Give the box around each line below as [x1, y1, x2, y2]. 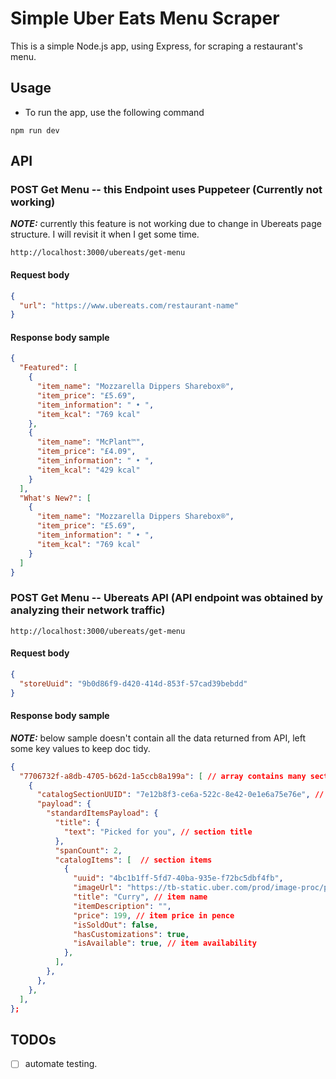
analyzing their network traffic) [10, 603, 166, 617]
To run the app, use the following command [24, 106, 205, 118]
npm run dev [10, 125, 60, 136]
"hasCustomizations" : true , [73, 929, 190, 939]
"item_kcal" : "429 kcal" [36, 465, 141, 475]
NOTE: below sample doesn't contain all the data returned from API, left [10, 732, 306, 744]
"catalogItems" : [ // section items [54, 855, 213, 865]
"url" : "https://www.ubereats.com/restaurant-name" [19, 300, 240, 311]
